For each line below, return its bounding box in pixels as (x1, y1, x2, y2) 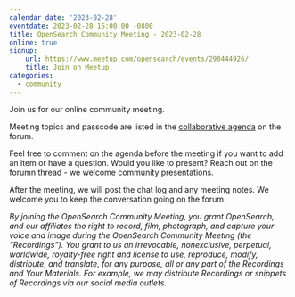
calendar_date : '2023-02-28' (9, 12, 118, 22)
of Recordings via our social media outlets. (9, 277, 168, 288)
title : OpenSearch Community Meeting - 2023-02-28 (9, 29, 201, 38)
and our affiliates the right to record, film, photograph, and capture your (9, 220, 275, 231)
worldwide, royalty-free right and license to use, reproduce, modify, (9, 249, 258, 260)
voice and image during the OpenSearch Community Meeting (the (9, 229, 252, 241)
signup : (9, 46, 38, 55)
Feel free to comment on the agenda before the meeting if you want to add (9, 148, 283, 159)
